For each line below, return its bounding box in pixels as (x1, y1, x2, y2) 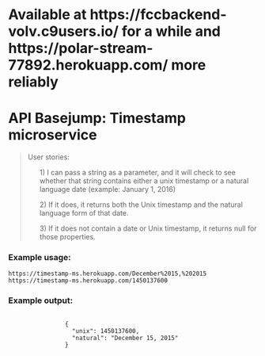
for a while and (121, 22, 221, 40)
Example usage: (8, 252, 71, 263)
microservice (8, 126, 97, 144)
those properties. (39, 232, 97, 242)
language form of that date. (39, 209, 129, 218)
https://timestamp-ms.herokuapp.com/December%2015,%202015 (8, 270, 207, 278)
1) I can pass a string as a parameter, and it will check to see (39, 168, 236, 178)
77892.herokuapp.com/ (8, 56, 168, 75)
